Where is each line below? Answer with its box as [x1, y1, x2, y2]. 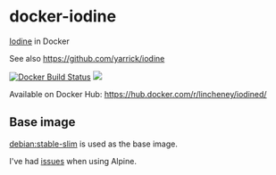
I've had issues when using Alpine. [9, 155, 137, 166]
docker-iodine [9, 6, 117, 27]
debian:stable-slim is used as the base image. [9, 138, 179, 149]
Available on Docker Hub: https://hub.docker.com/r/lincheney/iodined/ [9, 88, 267, 99]
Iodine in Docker [9, 36, 70, 46]
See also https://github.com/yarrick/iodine [9, 53, 165, 63]
